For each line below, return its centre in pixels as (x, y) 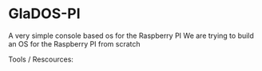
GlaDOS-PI (45, 14)
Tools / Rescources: (41, 59)
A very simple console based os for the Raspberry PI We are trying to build (131, 35)
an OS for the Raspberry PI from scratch (75, 43)
